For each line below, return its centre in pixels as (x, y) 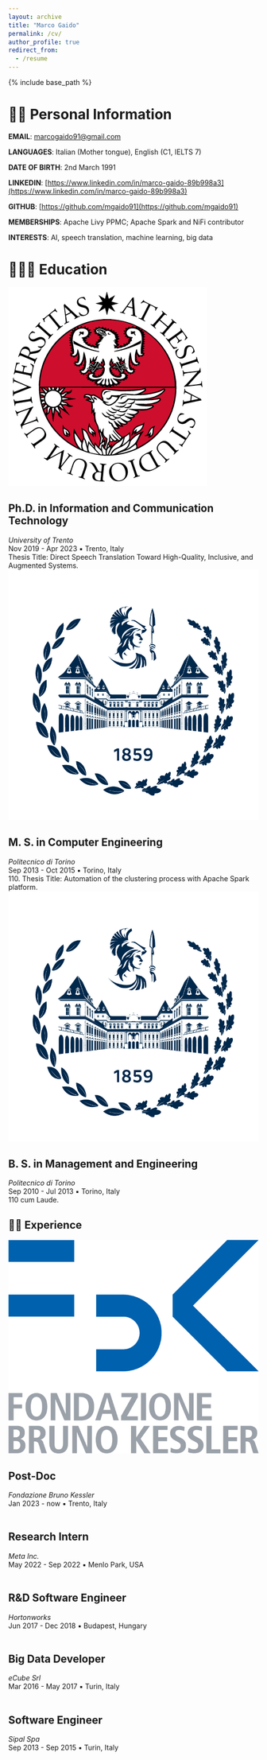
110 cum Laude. (34, 1200)
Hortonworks (30, 1617)
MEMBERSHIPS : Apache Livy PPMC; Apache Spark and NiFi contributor (126, 222)
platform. (23, 887)
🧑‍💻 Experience (45, 1225)
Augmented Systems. (43, 565)
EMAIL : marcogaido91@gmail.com (65, 136)
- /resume (31, 59)
